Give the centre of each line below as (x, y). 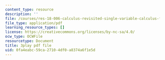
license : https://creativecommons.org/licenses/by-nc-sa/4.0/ (70, 32)
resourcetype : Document (29, 41)
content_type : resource (29, 9)
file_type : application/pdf (34, 23)
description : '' (22, 14)
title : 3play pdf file (28, 45)
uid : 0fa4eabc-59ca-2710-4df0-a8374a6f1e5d (50, 50)
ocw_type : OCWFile (24, 37)
